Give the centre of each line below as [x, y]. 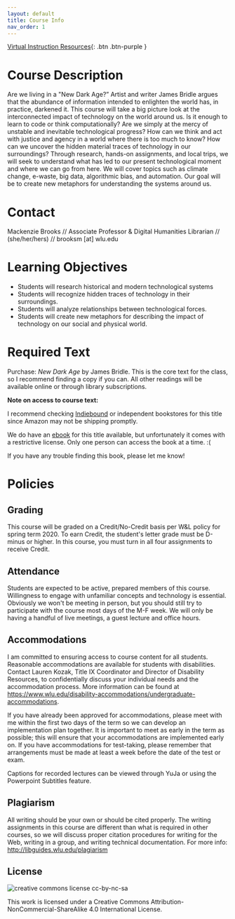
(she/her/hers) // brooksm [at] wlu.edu [63, 239]
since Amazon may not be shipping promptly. [73, 421]
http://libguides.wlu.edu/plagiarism [58, 850]
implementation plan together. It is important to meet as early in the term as [116, 730]
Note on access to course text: [53, 400]
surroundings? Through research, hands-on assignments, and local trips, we [118, 154]
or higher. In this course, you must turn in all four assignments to [119, 542]
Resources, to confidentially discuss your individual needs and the [103, 679]
